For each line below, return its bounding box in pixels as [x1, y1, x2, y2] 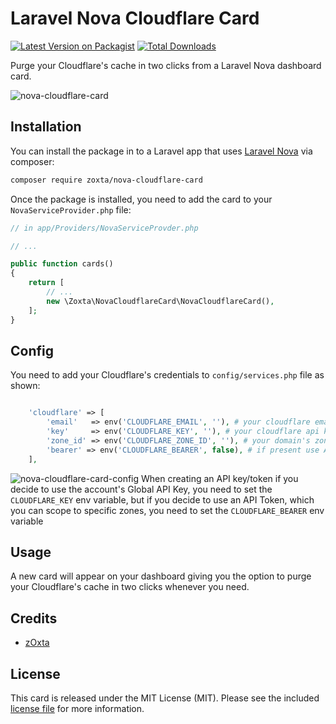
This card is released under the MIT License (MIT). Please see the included [10, 692, 320, 704]
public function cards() [10, 259, 114, 269]
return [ [28, 278, 65, 288]
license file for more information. [10, 703, 145, 714]
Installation [10, 118, 82, 136]
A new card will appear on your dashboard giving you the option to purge [10, 570, 312, 582]
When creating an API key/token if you [141, 472, 299, 484]
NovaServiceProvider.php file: [10, 203, 132, 216]
